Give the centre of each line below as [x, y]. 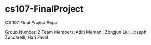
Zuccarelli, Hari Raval [27, 37]
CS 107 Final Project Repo [31, 22]
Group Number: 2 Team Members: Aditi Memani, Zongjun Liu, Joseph [76, 32]
